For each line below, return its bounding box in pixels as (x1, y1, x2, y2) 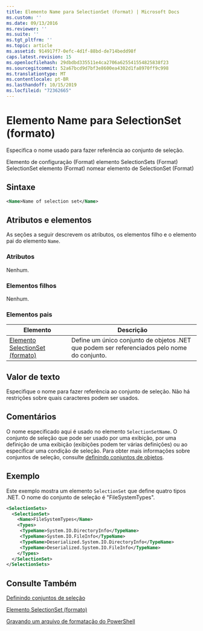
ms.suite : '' (6, 31, 39, 38)
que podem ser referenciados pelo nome (71, 344, 187, 352)
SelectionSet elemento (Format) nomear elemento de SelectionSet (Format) (6, 165, 195, 172)
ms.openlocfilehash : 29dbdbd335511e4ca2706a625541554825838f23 (6, 59, 169, 65)
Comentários (6, 412, 57, 422)
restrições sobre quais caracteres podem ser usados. (6, 394, 140, 402)
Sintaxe (6, 182, 36, 192)
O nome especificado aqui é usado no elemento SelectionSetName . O (6, 428, 178, 435)
